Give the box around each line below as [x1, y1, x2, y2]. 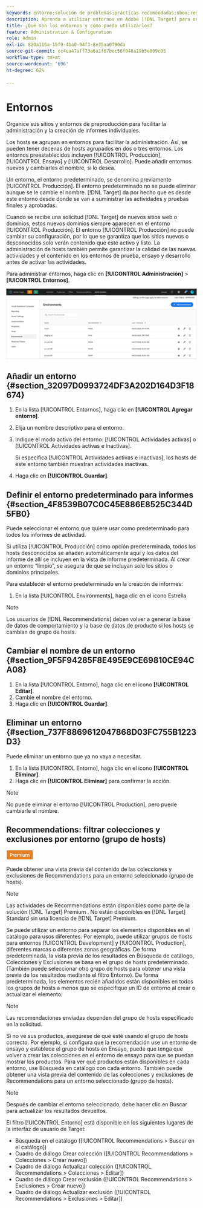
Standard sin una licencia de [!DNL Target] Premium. [6, 914, 137, 922]
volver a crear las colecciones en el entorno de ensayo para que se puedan [6, 1052, 194, 1059]
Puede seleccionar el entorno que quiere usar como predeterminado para [6, 524, 190, 532]
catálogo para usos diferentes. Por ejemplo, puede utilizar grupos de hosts [6, 933, 192, 940]
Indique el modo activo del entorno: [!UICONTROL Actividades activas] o [14, 436, 196, 443]
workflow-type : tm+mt [6, 54, 61, 61]
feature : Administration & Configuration [6, 29, 112, 35]
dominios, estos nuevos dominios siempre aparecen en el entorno [6, 220, 170, 227]
